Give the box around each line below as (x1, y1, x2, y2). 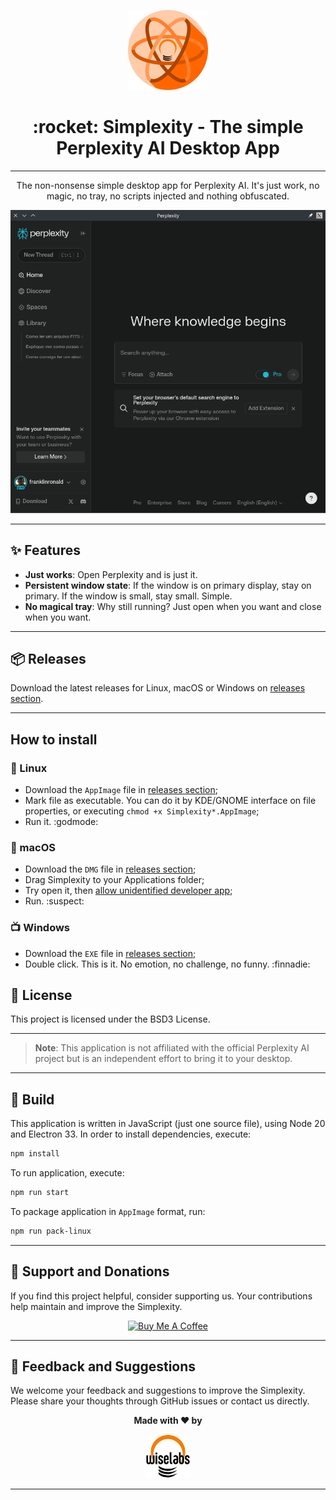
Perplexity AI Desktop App (56, 137, 280, 160)
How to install (10, 731, 98, 748)
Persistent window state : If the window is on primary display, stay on (24, 579, 312, 591)
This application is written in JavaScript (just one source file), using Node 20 (10, 1118, 326, 1130)
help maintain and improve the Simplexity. (10, 1300, 183, 1312)
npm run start (10, 1188, 70, 1198)
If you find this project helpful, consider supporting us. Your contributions (10, 1290, 313, 1302)
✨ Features (10, 542, 81, 559)
